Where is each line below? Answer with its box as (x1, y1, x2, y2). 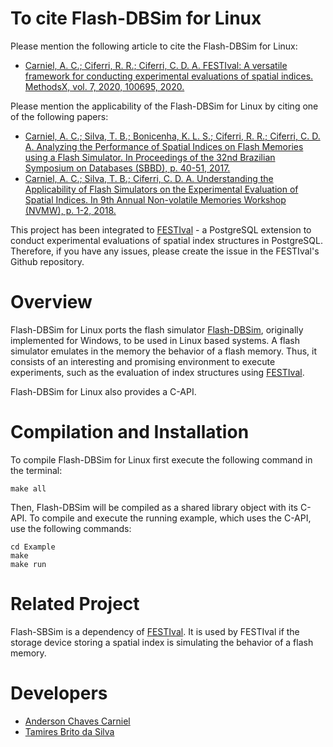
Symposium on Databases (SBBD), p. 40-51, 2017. (24, 162, 231, 174)
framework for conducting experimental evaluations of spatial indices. (24, 70, 314, 82)
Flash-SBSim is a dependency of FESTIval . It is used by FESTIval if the (10, 625, 300, 637)
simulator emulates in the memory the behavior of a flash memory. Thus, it (10, 345, 318, 357)
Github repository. (10, 255, 85, 267)
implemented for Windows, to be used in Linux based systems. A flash (10, 334, 300, 346)
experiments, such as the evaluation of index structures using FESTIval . (10, 366, 305, 378)
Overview (10, 291, 93, 314)
